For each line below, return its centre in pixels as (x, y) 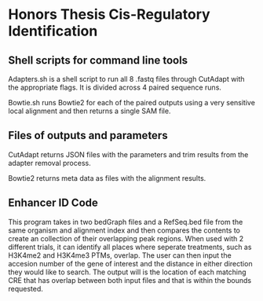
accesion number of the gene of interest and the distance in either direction (130, 263)
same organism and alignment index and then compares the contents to (124, 230)
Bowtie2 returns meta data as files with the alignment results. (107, 178)
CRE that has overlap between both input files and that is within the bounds (130, 280)
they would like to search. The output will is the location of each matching (127, 272)
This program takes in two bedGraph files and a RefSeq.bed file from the (126, 222)
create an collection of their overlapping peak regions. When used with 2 (126, 238)
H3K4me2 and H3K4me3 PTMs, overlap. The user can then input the (120, 255)
